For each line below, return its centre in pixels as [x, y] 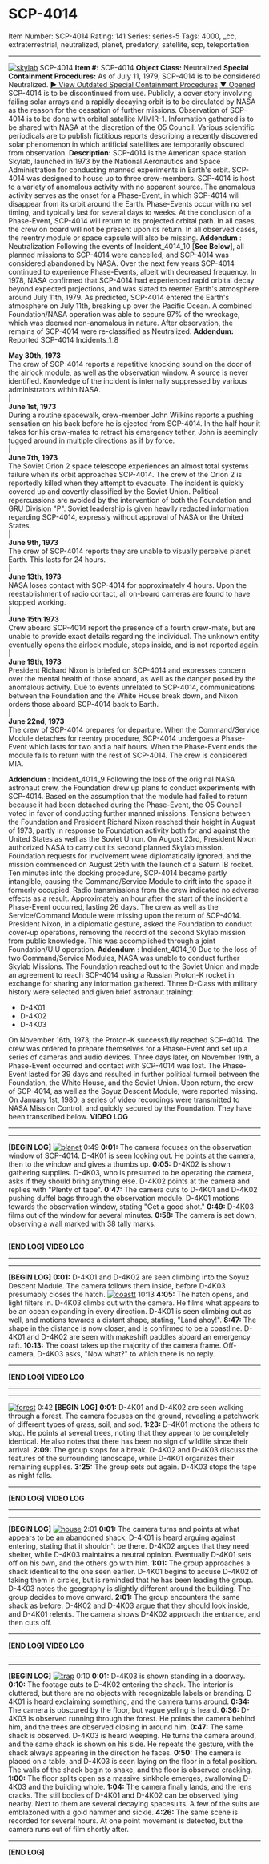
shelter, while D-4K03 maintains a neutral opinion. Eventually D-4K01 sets [130, 1554]
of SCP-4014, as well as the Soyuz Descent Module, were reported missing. [133, 1091]
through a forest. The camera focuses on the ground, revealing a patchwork [133, 1416]
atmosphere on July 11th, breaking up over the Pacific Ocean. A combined [130, 306]
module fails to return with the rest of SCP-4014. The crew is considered [128, 755]
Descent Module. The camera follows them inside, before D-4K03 [117, 1285]
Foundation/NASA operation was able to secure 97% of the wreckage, [124, 314]
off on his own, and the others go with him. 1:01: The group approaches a [129, 1563]
